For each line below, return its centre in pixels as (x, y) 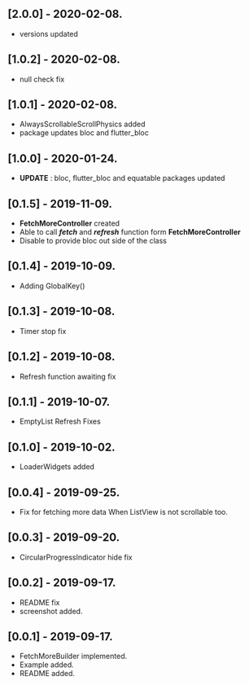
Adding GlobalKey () (52, 286)
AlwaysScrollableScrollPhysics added (82, 124)
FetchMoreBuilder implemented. (73, 656)
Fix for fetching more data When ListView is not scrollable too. (124, 512)
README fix (39, 602)
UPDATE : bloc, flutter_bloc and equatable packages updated (122, 178)
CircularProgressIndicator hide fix (76, 557)
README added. (47, 674)
